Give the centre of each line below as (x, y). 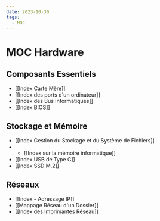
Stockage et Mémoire (47, 126)
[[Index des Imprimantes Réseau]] (56, 211)
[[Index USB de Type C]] (45, 160)
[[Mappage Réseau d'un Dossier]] (56, 205)
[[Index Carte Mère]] (40, 88)
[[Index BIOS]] (32, 107)
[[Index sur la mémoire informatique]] (70, 153)
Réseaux (23, 184)
